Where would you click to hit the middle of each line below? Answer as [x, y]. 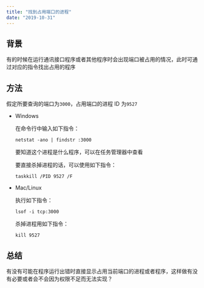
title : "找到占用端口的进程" [39, 12]
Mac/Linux [28, 188]
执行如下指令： [34, 201]
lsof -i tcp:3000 [37, 212]
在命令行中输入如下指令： [47, 129]
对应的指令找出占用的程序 [43, 67]
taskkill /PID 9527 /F [44, 177]
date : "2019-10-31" [31, 18]
